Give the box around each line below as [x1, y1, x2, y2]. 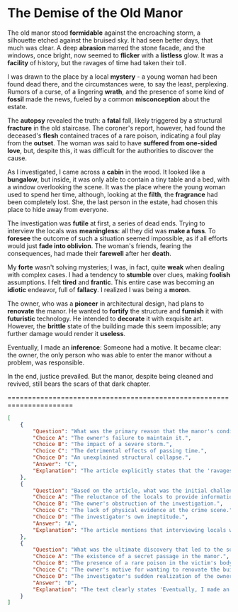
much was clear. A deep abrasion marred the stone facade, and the [7, 43, 205, 52]
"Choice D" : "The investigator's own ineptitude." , [33, 513, 189, 521]
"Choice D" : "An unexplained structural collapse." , [33, 454, 192, 462]
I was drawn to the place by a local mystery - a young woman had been [7, 72, 217, 81]
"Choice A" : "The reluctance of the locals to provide [33, 494, 198, 501]
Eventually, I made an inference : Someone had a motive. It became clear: [7, 343, 222, 352]
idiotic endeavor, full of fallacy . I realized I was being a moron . [7, 285, 191, 294]
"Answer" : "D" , [33, 579, 78, 586]
